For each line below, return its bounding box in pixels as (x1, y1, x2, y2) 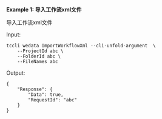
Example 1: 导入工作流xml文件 (6, 6, 82, 13)
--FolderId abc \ (17, 53, 61, 59)
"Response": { (17, 86, 53, 92)
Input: (6, 31, 21, 38)
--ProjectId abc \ (17, 48, 64, 54)
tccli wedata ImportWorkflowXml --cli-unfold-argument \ (6, 42, 156, 49)
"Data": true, (28, 92, 64, 98)
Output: (6, 69, 25, 76)
